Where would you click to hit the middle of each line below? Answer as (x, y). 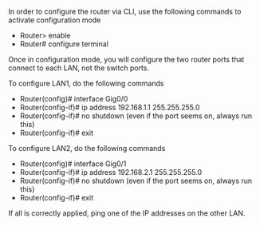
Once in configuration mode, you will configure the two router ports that (126, 59)
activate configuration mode (55, 20)
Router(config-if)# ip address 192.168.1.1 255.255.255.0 (110, 107)
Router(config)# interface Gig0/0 (74, 99)
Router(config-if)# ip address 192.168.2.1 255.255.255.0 (111, 172)
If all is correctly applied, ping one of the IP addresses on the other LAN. (127, 213)
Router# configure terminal (64, 44)
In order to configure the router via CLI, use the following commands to (125, 12)
